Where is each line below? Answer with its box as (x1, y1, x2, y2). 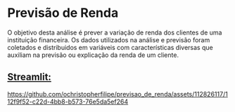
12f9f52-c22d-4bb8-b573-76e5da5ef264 (7, 97, 129, 106)
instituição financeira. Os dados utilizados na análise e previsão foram (7, 35, 210, 44)
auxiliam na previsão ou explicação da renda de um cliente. (7, 51, 179, 59)
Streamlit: (7, 71, 51, 83)
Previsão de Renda (7, 5, 119, 21)
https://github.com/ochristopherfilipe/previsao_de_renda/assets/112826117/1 (7, 89, 229, 98)
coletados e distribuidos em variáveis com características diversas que (7, 43, 213, 51)
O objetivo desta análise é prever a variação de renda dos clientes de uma (7, 28, 222, 37)
